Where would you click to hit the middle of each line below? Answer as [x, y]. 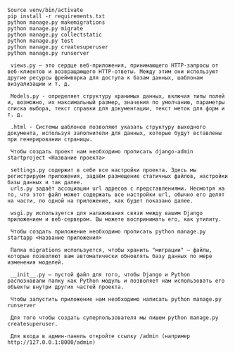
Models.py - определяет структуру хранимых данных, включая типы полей [118, 96]
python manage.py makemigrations [56, 23]
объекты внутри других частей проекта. [66, 287]
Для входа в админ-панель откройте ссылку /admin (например [100, 336]
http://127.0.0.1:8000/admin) [52, 342]
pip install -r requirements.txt [56, 16]
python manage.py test [40, 41]
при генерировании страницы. [50, 139]
